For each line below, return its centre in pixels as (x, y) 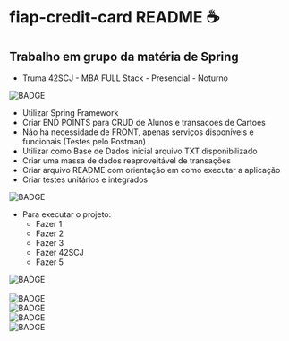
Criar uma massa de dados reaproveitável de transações (126, 161)
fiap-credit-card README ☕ (115, 17)
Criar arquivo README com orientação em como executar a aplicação (151, 170)
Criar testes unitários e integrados (85, 179)
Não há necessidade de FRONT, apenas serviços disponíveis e (138, 132)
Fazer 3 (50, 243)
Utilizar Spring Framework (70, 113)
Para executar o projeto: (67, 214)
